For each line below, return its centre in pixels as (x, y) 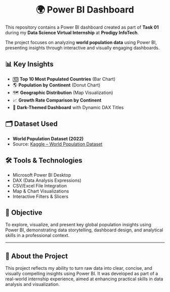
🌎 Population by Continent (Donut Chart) (56, 85)
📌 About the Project (37, 256)
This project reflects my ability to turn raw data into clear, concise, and (79, 268)
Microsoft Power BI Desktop (42, 175)
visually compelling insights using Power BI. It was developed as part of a (82, 274)
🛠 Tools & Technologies (44, 160)
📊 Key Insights (30, 64)
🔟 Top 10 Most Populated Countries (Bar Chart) (64, 79)
